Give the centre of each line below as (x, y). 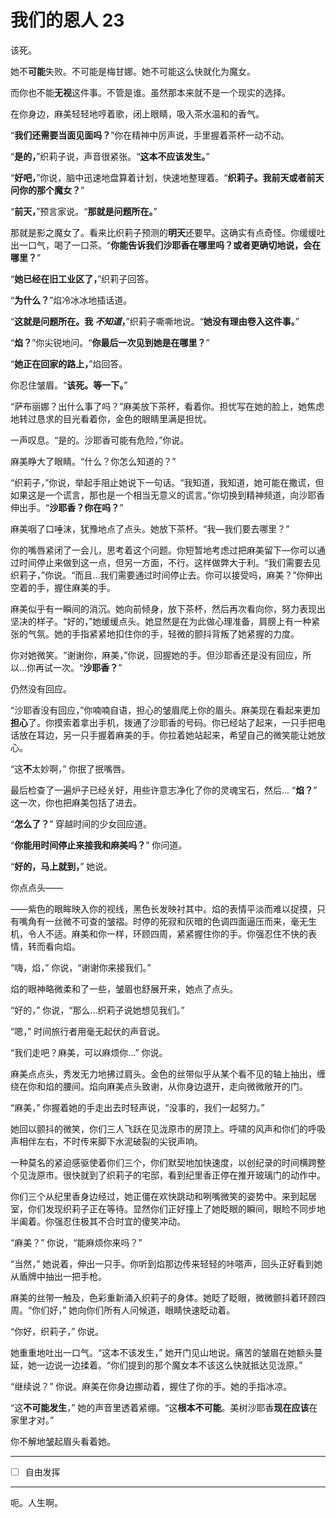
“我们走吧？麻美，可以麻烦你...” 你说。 (89, 1052)
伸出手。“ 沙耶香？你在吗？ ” (67, 507)
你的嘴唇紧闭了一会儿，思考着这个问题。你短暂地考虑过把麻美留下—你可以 (163, 550)
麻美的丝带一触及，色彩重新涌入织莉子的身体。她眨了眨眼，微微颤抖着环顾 (163, 1297)
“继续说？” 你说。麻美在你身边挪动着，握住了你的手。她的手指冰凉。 (151, 1386)
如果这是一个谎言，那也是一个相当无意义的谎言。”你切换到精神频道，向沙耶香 (168, 495)
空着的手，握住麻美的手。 (63, 587)
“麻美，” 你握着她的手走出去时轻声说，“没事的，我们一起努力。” (137, 1107)
